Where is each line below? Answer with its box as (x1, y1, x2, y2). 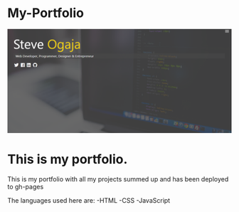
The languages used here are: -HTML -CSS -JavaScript (7, 196, 171, 205)
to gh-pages (7, 183, 44, 191)
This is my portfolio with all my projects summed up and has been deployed (7, 175, 229, 184)
